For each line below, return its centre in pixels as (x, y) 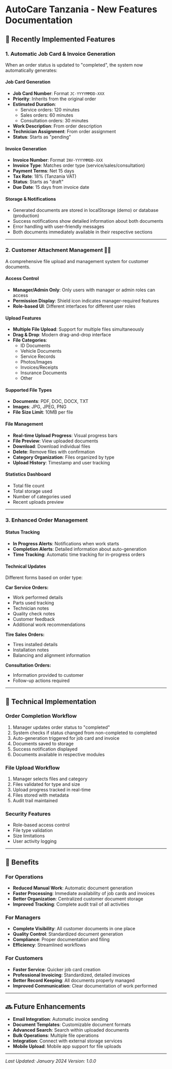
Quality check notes (34, 614)
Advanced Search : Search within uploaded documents (71, 1030)
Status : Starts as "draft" (38, 182)
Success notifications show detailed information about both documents (88, 221)
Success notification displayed (45, 749)
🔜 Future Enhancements (46, 1007)
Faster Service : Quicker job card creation (57, 969)
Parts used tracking (33, 603)
